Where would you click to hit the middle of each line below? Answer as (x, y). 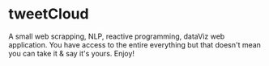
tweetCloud (49, 14)
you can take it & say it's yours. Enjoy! (72, 53)
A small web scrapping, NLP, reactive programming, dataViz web (117, 36)
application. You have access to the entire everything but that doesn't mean (135, 44)
